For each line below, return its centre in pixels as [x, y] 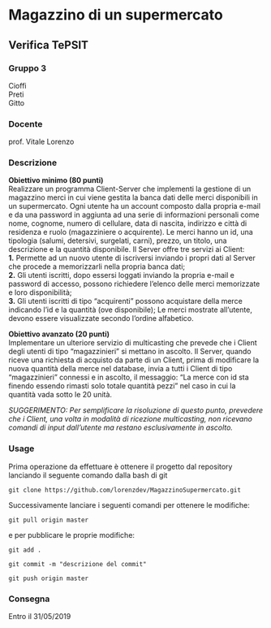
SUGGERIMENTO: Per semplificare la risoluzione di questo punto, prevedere [136, 410]
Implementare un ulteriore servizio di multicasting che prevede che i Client [133, 343]
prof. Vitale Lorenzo [41, 142]
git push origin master [49, 578]
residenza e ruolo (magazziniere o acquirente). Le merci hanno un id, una [131, 232]
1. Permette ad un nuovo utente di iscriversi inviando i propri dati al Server [132, 258]
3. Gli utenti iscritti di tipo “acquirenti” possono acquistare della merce [126, 301]
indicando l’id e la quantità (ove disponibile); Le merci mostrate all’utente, [131, 310]
